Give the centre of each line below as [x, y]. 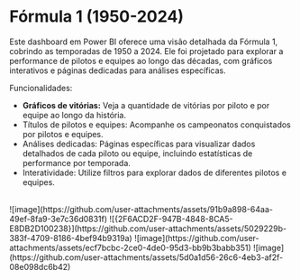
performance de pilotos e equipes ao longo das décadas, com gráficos [141, 61]
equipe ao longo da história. [74, 115]
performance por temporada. [76, 163]
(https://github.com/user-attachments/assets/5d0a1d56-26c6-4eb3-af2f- [146, 257]
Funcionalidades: [41, 88]
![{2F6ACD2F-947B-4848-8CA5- [171, 219]
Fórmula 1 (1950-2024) [97, 17]
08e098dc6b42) [40, 266]
